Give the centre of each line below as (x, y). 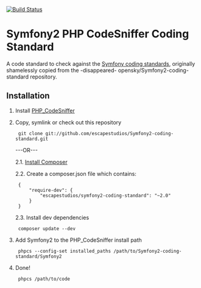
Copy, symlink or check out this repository (68, 122)
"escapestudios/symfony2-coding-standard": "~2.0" (105, 195)
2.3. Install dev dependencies (52, 217)
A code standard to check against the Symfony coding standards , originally (101, 63)
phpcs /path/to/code (44, 279)
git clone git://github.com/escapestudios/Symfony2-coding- (96, 133)
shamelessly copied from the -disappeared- (62, 70)
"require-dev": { (51, 190)
